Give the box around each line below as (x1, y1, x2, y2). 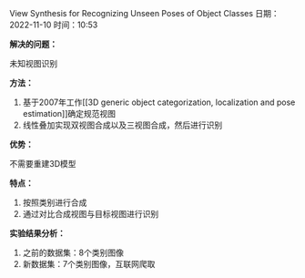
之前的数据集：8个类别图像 (22, 247, 125, 258)
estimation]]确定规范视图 (22, 108, 117, 118)
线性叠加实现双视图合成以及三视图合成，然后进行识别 (22, 119, 223, 130)
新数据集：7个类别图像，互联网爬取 (22, 259, 156, 269)
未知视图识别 (9, 58, 57, 68)
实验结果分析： (9, 228, 66, 239)
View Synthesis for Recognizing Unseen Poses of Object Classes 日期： (9, 8, 280, 18)
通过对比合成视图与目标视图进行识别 (22, 209, 159, 219)
